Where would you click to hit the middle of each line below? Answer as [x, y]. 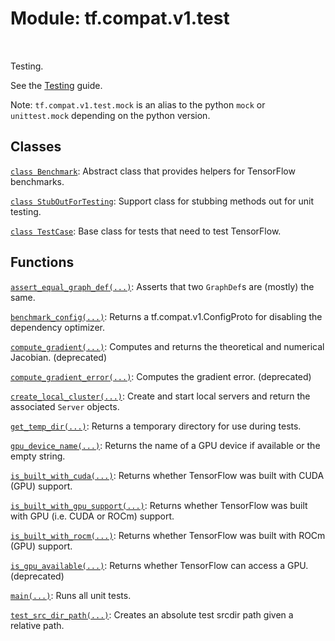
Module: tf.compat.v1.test [120, 18]
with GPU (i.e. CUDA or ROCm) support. [92, 516]
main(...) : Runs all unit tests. [71, 595]
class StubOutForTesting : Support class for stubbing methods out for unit [162, 201]
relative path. [37, 625]
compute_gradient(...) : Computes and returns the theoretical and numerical [167, 346]
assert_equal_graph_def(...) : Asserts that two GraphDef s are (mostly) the [162, 286]
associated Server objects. [65, 406]
